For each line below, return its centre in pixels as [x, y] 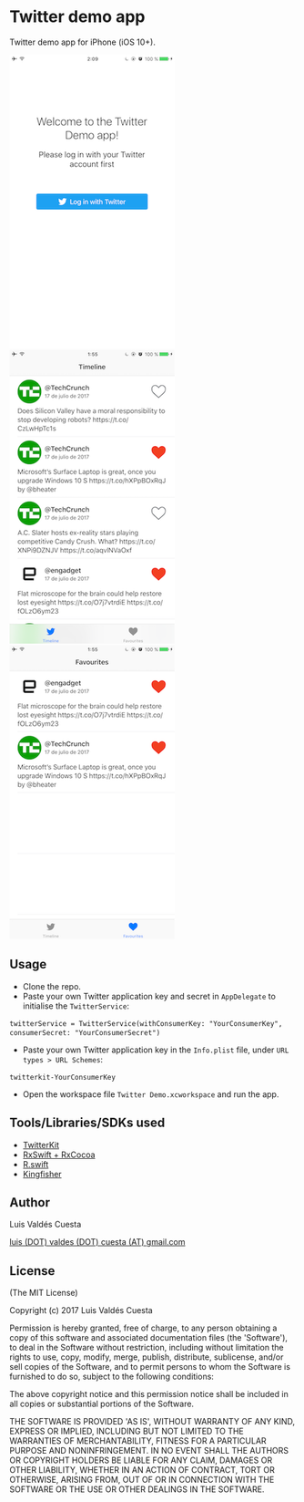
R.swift [35, 1164]
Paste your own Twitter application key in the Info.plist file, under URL [156, 1050]
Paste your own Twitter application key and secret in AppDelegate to [149, 996]
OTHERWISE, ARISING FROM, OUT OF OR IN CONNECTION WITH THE [142, 1480]
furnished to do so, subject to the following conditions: [111, 1377]
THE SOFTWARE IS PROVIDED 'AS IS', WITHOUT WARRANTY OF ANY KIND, [152, 1422]
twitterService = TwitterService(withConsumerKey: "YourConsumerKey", [146, 1023]
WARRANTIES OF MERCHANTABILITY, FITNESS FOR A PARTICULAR [138, 1441]
